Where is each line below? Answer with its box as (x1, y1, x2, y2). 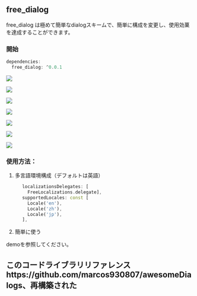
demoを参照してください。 (6, 241, 72, 248)
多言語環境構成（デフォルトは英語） (14, 172, 104, 179)
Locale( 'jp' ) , (27, 211, 62, 217)
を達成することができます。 (6, 28, 74, 36)
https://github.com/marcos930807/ (6, 269, 143, 279)
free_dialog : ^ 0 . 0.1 (11, 64, 62, 70)
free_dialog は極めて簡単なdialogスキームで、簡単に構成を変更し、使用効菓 (6, 21, 190, 28)
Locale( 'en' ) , (27, 200, 62, 206)
